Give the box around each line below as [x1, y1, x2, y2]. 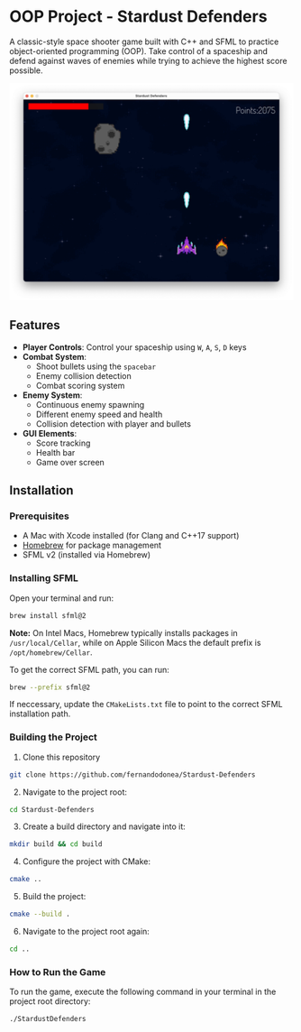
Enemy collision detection [35, 370, 132, 381]
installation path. [9, 708, 71, 719]
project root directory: [9, 996, 91, 1007]
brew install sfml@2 [9, 611, 87, 620]
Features [9, 318, 60, 333]
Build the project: [22, 891, 87, 902]
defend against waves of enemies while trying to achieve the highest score [9, 55, 287, 66]
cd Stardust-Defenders [9, 805, 95, 814]
